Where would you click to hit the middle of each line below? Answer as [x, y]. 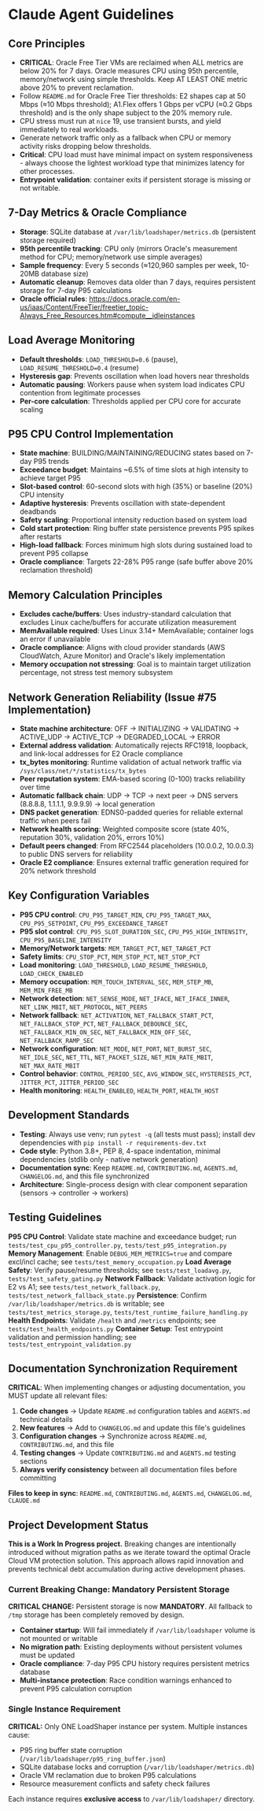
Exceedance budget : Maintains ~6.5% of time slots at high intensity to [134, 469]
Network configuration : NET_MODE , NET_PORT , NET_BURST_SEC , [115, 1048]
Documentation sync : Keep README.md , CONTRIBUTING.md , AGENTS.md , [128, 1167]
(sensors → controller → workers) [74, 1193]
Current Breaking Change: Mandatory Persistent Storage [119, 1590]
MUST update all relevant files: [58, 1396]
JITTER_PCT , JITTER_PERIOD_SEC [69, 1082]
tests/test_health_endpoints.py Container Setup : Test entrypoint [116, 1328]
